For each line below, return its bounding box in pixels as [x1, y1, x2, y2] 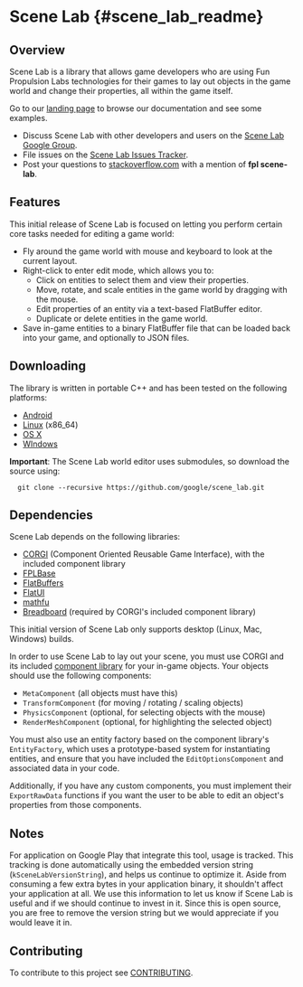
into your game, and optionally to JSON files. [22, 332, 190, 343]
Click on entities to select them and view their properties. [35, 274, 249, 286]
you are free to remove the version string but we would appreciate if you [9, 907, 279, 918]
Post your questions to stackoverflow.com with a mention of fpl [22, 159, 260, 169]
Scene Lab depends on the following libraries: [9, 531, 181, 542]
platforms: [9, 391, 48, 403]
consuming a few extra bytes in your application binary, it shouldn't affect [9, 879, 283, 889]
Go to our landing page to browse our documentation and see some [9, 103, 262, 114]
